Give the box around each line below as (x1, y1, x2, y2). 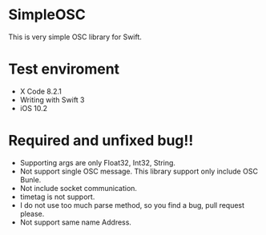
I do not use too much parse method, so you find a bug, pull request (19, 200, 245, 209)
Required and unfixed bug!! (8, 132, 194, 149)
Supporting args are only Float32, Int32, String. (19, 157, 176, 167)
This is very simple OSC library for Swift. (8, 32, 143, 42)
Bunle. (19, 174, 42, 185)
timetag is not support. (19, 192, 95, 201)
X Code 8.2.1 (19, 86, 62, 96)
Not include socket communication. (19, 183, 138, 193)
